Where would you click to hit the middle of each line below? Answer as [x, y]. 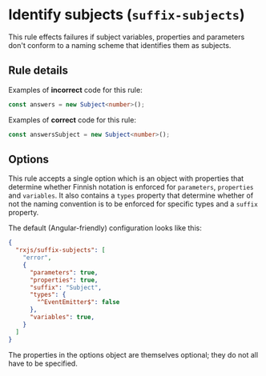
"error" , [37, 258]
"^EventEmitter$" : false [79, 302]
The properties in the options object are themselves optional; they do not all [133, 354]
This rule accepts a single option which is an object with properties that [126, 178]
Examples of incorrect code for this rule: [75, 90]
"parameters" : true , [64, 272]
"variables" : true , [62, 318]
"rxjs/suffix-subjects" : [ [60, 250]
